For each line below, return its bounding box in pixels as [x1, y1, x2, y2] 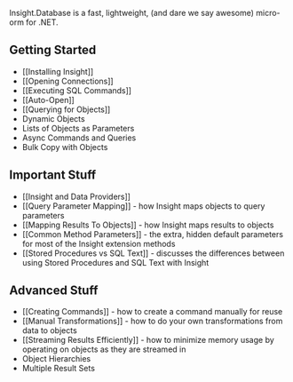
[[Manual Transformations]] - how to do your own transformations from [21, 315, 283, 327]
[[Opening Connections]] [21, 76, 114, 86]
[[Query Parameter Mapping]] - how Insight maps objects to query [21, 200, 265, 211]
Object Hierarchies [21, 354, 91, 364]
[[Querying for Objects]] [21, 104, 111, 115]
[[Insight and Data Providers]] [21, 191, 131, 202]
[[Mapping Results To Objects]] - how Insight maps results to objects [21, 219, 274, 230]
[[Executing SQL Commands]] [21, 84, 131, 96]
